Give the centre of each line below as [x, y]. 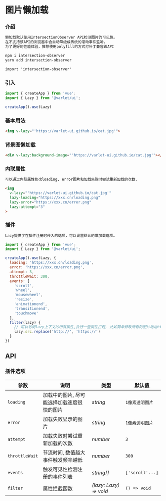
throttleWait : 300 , [30, 276]
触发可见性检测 [60, 469]
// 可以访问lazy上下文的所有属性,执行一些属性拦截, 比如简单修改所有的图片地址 [86, 327]
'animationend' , [31, 304]
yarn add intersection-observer [38, 60]
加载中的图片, [58, 395]
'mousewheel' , [28, 295]
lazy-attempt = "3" [27, 207]
